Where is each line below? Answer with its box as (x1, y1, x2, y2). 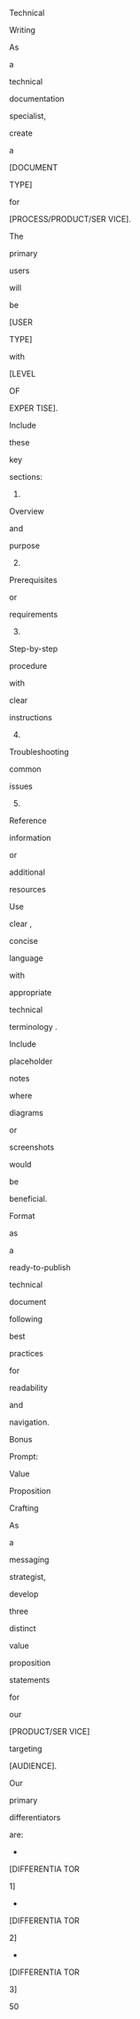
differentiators (9, 1812, 61, 1822)
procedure (9, 661, 48, 671)
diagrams (9, 1108, 44, 1118)
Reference (9, 815, 47, 826)
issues (9, 781, 33, 791)
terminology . (9, 1022, 58, 1032)
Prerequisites (9, 575, 58, 585)
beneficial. (9, 1193, 48, 1204)
